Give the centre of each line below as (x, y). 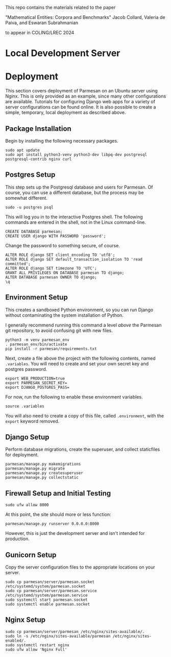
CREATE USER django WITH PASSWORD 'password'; (56, 236)
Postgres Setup (30, 175)
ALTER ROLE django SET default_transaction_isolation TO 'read (74, 259)
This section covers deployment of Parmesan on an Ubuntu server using (82, 91)
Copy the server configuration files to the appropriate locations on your (80, 567)
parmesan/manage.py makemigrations (43, 464)
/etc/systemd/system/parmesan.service (46, 595)
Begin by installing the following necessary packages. (62, 140)
